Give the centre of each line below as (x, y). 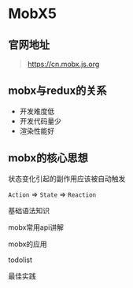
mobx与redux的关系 (58, 91)
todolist (20, 260)
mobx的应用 (28, 244)
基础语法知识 (29, 210)
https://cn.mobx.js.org (63, 64)
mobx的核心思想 (48, 158)
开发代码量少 (40, 121)
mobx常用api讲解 (36, 227)
